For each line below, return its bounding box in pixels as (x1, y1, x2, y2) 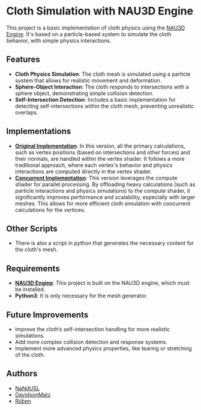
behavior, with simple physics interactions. (6, 37, 112, 44)
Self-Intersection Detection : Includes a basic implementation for (14, 96, 176, 103)
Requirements (6, 263, 60, 273)
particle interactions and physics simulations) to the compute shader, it (14, 187, 190, 194)
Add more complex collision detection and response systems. (14, 338, 168, 346)
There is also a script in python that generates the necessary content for (14, 240, 194, 247)
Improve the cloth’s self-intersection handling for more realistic (14, 326, 170, 332)
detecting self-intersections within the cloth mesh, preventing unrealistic (14, 102, 194, 110)
